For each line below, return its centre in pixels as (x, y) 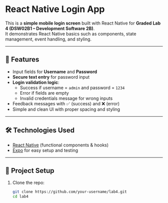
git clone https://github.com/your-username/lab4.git (69, 192)
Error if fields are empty (44, 93)
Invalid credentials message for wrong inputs (66, 98)
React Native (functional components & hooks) (60, 145)
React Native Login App (55, 9)
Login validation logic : (36, 82)
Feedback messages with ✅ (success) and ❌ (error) (66, 103)
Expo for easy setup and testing (45, 150)
